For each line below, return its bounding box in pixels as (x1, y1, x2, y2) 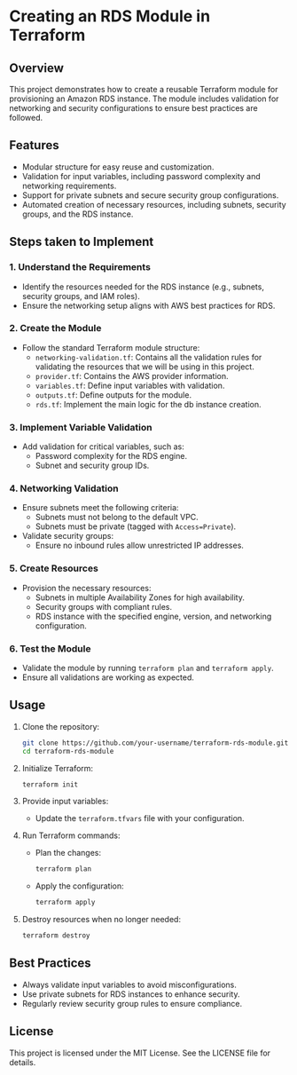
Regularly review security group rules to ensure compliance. (21, 998, 242, 1008)
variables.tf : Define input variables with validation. (35, 380, 225, 391)
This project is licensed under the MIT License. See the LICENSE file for (9, 1047, 271, 1058)
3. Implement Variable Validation (9, 421, 152, 433)
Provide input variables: (21, 796, 109, 807)
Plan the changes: (35, 848, 102, 858)
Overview (9, 60, 65, 75)
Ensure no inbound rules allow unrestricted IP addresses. (35, 540, 244, 551)
